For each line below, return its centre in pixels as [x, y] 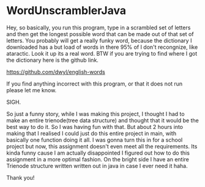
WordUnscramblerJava [66, 11]
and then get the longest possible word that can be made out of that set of [100, 34]
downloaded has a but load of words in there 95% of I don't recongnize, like [102, 47]
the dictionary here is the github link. [53, 60]
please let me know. [32, 90]
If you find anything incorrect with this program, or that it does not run [95, 84]
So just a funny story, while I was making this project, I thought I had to [95, 114]
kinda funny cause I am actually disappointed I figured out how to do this [98, 153]
